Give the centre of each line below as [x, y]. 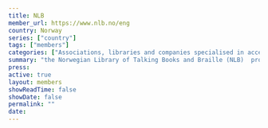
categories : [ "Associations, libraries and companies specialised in [126, 52]
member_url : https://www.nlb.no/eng [69, 23]
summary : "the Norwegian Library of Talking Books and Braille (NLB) [126, 60]
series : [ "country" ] [43, 38]
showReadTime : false [43, 89]
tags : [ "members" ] [39, 45]
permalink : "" [32, 104]
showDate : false [35, 97]
